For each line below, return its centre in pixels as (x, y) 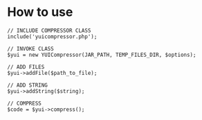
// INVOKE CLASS (30, 49)
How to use (40, 12)
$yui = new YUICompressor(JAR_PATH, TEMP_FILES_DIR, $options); (102, 55)
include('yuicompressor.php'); (52, 36)
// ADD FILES (26, 67)
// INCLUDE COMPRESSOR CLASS (49, 31)
